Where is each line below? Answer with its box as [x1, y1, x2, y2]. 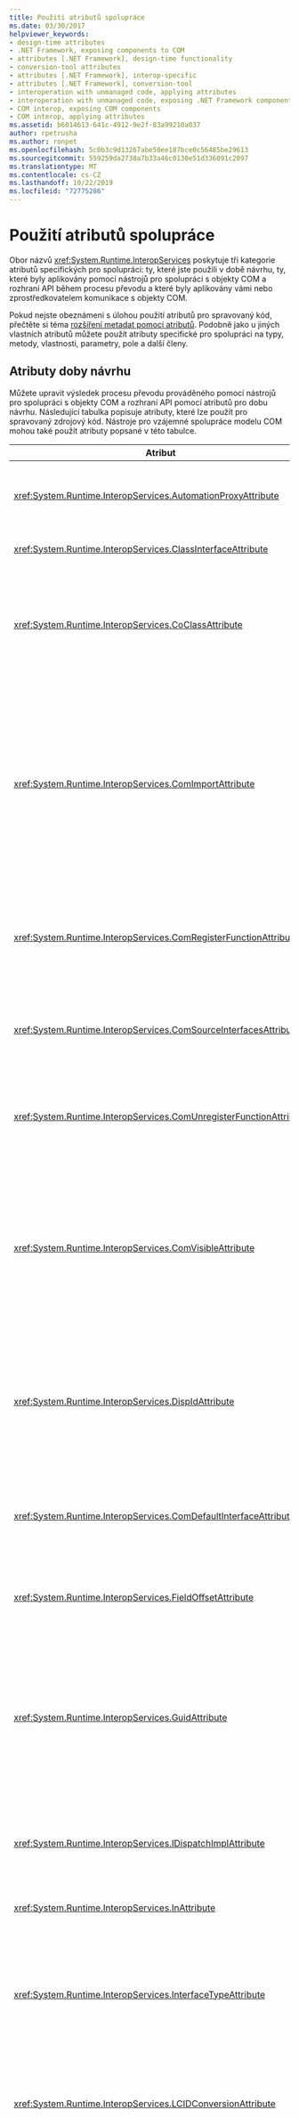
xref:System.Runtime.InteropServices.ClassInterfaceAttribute [13, 542, 269, 555]
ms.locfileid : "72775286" [9, 187, 105, 196]
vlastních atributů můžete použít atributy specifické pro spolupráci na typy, [9, 329, 285, 339]
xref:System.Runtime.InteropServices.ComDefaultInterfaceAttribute [13, 1510, 295, 1522]
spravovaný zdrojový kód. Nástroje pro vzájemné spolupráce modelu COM [9, 416, 283, 426]
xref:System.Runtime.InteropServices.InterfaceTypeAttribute [13, 1988, 265, 2000]
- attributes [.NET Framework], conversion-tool [9, 79, 193, 88]
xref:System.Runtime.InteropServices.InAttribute [13, 1902, 216, 1914]
